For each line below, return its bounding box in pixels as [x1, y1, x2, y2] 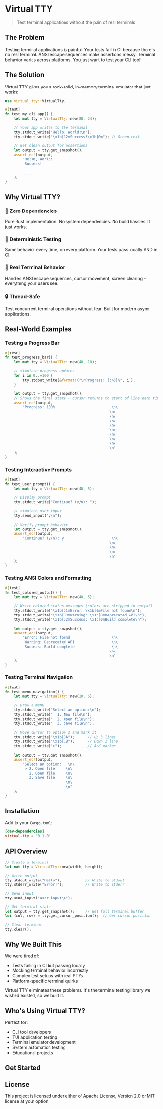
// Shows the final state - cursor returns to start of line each [14, 396, 151, 401]
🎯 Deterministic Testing [5, 236, 62, 243]
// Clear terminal [5, 922, 42, 927]
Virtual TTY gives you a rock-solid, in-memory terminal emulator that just [5, 84, 151, 89]
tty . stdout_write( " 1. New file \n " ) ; [14, 712, 92, 717]
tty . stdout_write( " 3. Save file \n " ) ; [14, 721, 95, 726]
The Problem [5, 34, 45, 42]
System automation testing [12, 1044, 66, 1051]
